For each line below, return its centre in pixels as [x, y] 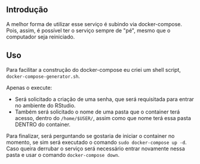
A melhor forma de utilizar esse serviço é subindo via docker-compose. [94, 24]
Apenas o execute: [29, 87]
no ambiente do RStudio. [45, 105]
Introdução [27, 10]
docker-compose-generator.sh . [43, 76]
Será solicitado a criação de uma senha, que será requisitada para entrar [104, 99]
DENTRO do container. [42, 124]
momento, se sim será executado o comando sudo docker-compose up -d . [96, 142]
